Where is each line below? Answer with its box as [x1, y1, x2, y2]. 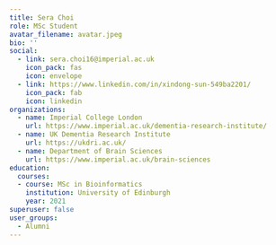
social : [9, 47, 39, 56]
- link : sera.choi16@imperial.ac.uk [17, 55, 155, 64]
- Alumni [17, 222, 50, 231]
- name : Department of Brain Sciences [17, 146, 164, 155]
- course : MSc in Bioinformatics [17, 180, 143, 189]
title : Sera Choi [9, 13, 75, 22]
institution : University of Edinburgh [25, 188, 171, 197]
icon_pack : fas [25, 64, 83, 73]
